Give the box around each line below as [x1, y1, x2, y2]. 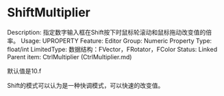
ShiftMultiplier [7, 5, 90, 20]
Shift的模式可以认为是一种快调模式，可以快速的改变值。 [7, 81, 164, 89]
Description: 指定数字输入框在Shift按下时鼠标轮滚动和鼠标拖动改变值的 [7, 28, 206, 36]
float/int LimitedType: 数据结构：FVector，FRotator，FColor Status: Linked [7, 45, 218, 53]
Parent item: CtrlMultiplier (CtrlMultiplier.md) [7, 52, 132, 61]
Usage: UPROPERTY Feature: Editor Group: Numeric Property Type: [20, 36, 212, 45]
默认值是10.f [7, 67, 42, 75]
